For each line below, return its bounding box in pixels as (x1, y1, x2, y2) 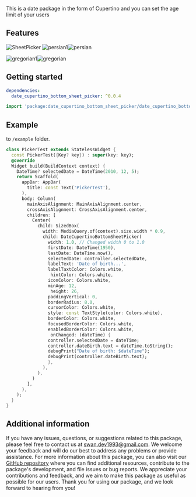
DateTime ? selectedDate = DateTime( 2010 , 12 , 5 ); (16, 168, 140, 175)
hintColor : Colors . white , (50, 272, 114, 278)
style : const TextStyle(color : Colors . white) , (47, 310, 163, 316)
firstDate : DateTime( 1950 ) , (47, 244, 116, 251)
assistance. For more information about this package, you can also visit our (6, 453, 187, 460)
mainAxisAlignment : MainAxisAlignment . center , (27, 201, 142, 207)
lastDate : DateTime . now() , (47, 250, 114, 256)
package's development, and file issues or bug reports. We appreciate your (6, 465, 187, 472)
